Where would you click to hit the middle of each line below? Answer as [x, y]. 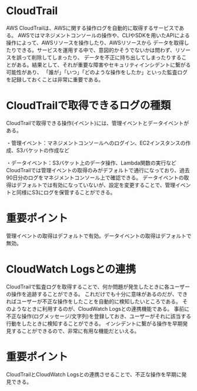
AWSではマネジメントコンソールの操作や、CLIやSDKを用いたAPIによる [103, 35]
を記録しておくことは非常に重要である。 [55, 79]
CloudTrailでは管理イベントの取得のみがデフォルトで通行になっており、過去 [98, 170]
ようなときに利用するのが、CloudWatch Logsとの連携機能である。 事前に [100, 308]
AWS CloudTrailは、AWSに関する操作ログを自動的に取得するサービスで [93, 28]
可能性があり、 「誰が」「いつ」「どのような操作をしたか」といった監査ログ [97, 72]
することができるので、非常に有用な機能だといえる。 [75, 331]
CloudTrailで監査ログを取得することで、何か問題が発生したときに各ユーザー [98, 287]
